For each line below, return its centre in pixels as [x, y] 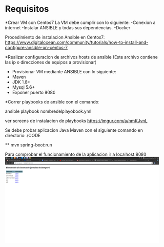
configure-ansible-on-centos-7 [37, 47]
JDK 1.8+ [21, 82]
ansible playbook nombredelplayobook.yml [48, 111]
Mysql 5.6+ [23, 87]
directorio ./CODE [23, 135]
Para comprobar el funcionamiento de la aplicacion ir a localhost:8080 [76, 154]
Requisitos [27, 9]
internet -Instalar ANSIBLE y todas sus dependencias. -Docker [68, 27]
